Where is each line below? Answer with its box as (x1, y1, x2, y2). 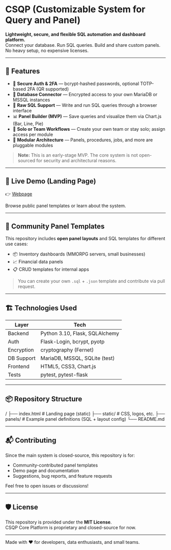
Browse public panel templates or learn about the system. (5, 202, 126, 209)
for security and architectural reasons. (36, 157, 117, 163)
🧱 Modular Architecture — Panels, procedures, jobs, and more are (12, 136, 153, 143)
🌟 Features (5, 67, 40, 76)
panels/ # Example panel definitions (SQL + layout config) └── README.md (5, 416, 165, 422)
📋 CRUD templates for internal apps (12, 266, 89, 273)
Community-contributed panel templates (12, 462, 98, 468)
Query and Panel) (5, 14, 80, 26)
